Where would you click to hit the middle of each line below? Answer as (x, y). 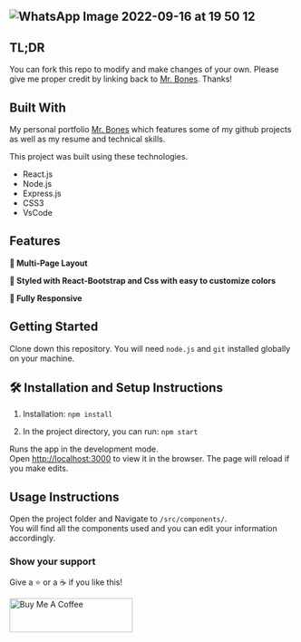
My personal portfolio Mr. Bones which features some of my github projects (150, 130)
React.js (38, 174)
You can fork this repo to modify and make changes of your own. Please (144, 70)
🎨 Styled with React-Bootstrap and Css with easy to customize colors (143, 280)
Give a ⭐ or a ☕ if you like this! (66, 582)
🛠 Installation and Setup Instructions (117, 388)
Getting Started (54, 327)
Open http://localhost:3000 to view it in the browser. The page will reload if (150, 459)
